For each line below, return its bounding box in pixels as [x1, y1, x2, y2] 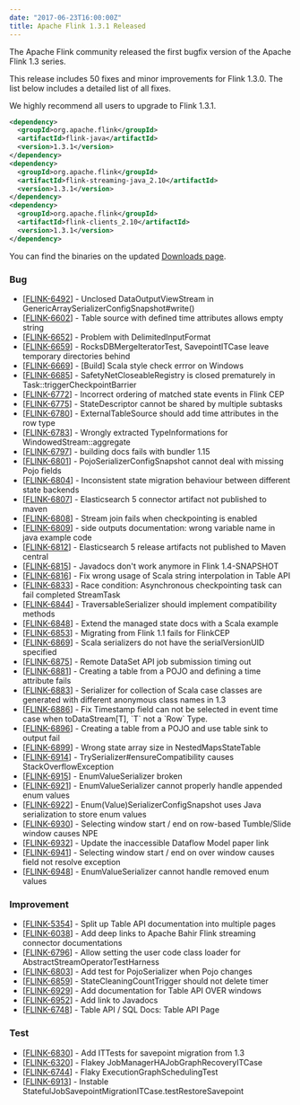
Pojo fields [21, 464, 62, 476]
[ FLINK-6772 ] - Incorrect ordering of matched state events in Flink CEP [21, 388, 285, 400]
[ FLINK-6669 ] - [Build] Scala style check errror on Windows [21, 360, 244, 371]
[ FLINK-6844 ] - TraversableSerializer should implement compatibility [21, 598, 278, 609]
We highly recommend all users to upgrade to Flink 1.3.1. [9, 100, 217, 110]
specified [21, 646, 57, 657]
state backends [21, 484, 80, 495]
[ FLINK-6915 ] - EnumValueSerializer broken [21, 770, 183, 782]
